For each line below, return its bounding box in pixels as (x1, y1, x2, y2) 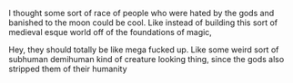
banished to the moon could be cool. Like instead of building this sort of (8, 17, 278, 28)
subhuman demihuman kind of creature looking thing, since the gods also (8, 54, 285, 64)
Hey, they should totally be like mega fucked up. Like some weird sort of (8, 44, 279, 55)
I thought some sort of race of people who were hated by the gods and (8, 8, 275, 18)
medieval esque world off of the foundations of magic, (8, 27, 213, 37)
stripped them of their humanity (8, 63, 128, 74)
